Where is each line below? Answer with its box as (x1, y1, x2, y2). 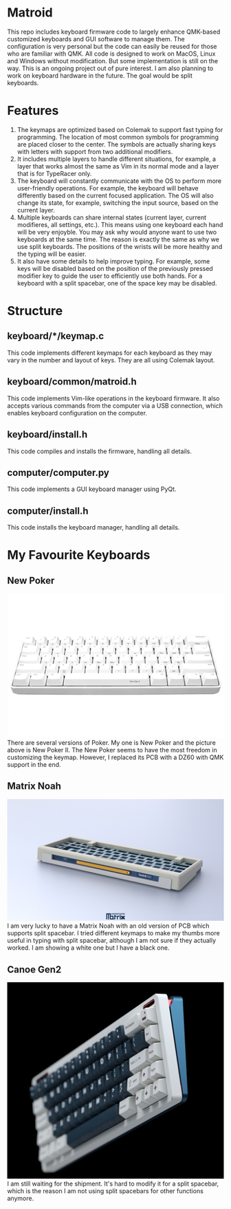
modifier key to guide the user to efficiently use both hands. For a (16, 272, 203, 280)
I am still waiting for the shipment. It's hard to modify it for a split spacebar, (7, 1179, 219, 1188)
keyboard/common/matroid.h (7, 376, 137, 388)
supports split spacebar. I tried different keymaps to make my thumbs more (7, 929, 220, 937)
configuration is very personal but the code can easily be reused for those (7, 42, 218, 50)
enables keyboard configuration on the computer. (7, 409, 148, 417)
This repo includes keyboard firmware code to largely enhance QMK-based (7, 28, 221, 36)
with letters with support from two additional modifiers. (16, 147, 173, 155)
